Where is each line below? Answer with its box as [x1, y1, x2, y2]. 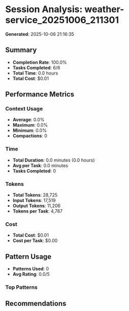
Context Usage [5, 105, 43, 112]
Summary [5, 46, 37, 54]
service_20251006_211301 [5, 14, 119, 26]
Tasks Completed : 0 [12, 168, 56, 174]
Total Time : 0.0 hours [12, 70, 58, 76]
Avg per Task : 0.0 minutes [12, 162, 69, 168]
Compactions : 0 [12, 133, 47, 139]
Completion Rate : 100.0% [12, 59, 67, 65]
